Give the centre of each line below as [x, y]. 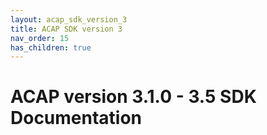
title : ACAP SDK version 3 [66, 29]
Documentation [76, 118]
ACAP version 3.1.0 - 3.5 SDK [133, 97]
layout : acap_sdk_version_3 [69, 19]
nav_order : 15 [40, 38]
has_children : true [51, 47]
